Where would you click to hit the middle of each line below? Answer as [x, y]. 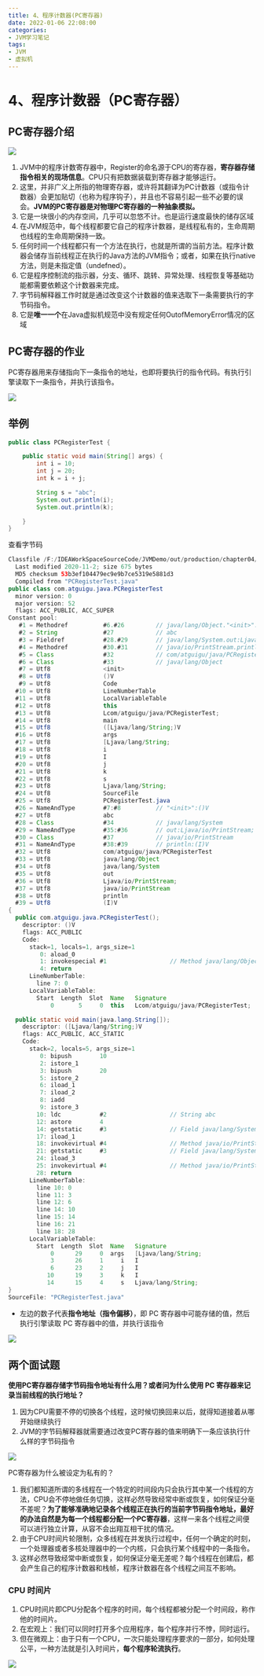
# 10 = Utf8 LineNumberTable [86, 691]
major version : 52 [46, 603]
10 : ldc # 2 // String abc [126, 1114]
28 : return [54, 1173]
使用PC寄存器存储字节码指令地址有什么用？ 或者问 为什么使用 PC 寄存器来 [126, 1385]
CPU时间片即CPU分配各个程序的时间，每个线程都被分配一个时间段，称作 [137, 1609]
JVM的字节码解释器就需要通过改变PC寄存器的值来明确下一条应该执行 [132, 1432]
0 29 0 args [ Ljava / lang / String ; [126, 1253]
